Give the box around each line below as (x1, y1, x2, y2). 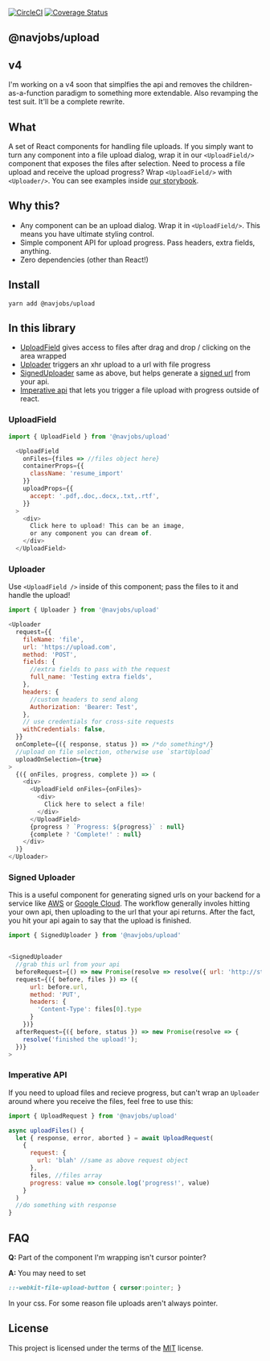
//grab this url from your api (15, 961, 121, 969)
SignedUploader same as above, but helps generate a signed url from (19, 368, 251, 378)
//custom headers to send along (29, 695, 138, 703)
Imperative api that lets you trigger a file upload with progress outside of (19, 385, 260, 395)
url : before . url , (29, 983, 88, 991)
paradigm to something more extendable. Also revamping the (55, 89, 259, 98)
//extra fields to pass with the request (29, 666, 171, 674)
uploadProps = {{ (22, 484, 74, 492)
